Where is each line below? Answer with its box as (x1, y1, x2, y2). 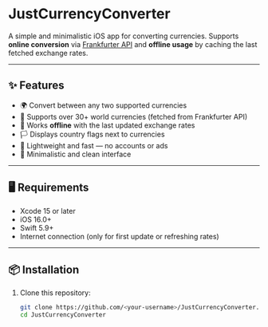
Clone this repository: (19, 288, 91, 297)
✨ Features (8, 79, 65, 93)
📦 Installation (8, 262, 80, 276)
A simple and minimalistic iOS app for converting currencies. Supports (8, 31, 239, 41)
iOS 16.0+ (19, 215, 52, 224)
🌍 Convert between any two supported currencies (19, 100, 187, 110)
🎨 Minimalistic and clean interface (19, 149, 132, 159)
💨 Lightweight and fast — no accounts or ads (19, 140, 168, 150)
